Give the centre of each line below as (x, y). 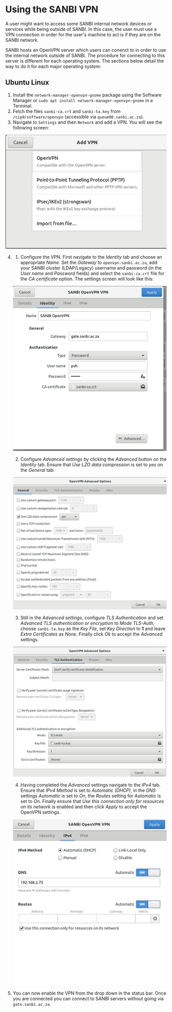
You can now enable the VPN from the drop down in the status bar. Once (89, 993)
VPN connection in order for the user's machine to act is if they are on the (83, 34)
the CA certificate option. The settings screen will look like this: (87, 279)
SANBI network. (22, 40)
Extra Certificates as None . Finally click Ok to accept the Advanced (91, 634)
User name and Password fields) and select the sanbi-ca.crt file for (92, 274)
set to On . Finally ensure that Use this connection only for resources (92, 801)
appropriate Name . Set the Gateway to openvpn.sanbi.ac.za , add (89, 262)
